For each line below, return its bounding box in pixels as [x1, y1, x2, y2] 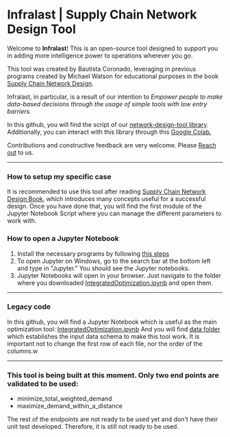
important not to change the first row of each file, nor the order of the [7, 340, 203, 348]
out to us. [7, 148, 34, 156]
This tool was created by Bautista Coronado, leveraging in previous [7, 64, 196, 73]
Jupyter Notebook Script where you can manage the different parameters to [7, 209, 222, 217]
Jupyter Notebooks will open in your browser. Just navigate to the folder [16, 271, 221, 279]
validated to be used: [7, 379, 79, 388]
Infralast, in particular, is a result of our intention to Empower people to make [7, 93, 223, 101]
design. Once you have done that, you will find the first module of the [7, 202, 203, 211]
